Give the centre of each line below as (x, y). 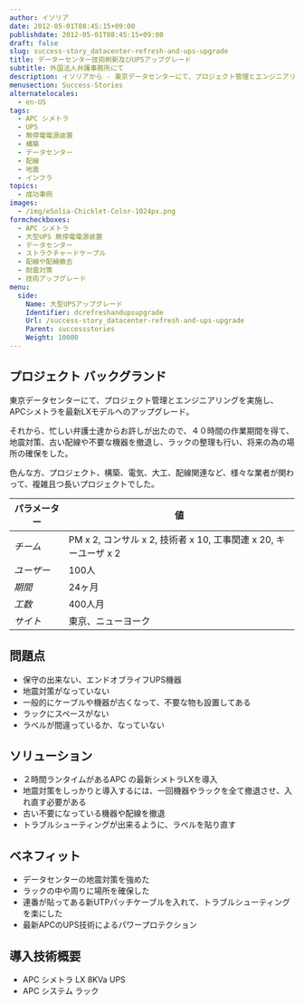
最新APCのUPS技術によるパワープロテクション (109, 925)
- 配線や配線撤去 (45, 262)
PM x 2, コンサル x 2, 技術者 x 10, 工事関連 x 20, (171, 540)
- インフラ (35, 177)
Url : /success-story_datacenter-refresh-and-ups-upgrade (135, 321)
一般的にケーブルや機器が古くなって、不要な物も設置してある (137, 702)
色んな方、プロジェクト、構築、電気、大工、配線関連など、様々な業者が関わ (152, 473)
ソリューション (51, 755)
